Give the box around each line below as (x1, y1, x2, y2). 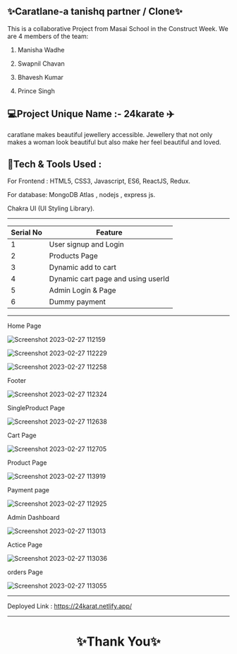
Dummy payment (49, 297, 106, 307)
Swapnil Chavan (17, 59, 65, 68)
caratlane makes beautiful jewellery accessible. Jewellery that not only (7, 130, 213, 138)
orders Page (7, 568, 44, 576)
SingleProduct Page (7, 404, 66, 412)
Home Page (7, 321, 42, 331)
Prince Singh (17, 86, 55, 95)
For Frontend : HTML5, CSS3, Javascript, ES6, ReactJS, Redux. (7, 177, 190, 186)
